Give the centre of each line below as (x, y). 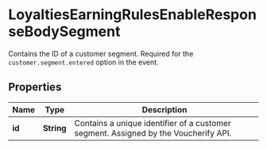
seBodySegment (64, 31)
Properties (35, 87)
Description (164, 109)
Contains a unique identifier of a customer (153, 123)
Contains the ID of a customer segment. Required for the (101, 53)
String (54, 127)
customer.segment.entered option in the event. (83, 62)
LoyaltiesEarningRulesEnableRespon (132, 15)
